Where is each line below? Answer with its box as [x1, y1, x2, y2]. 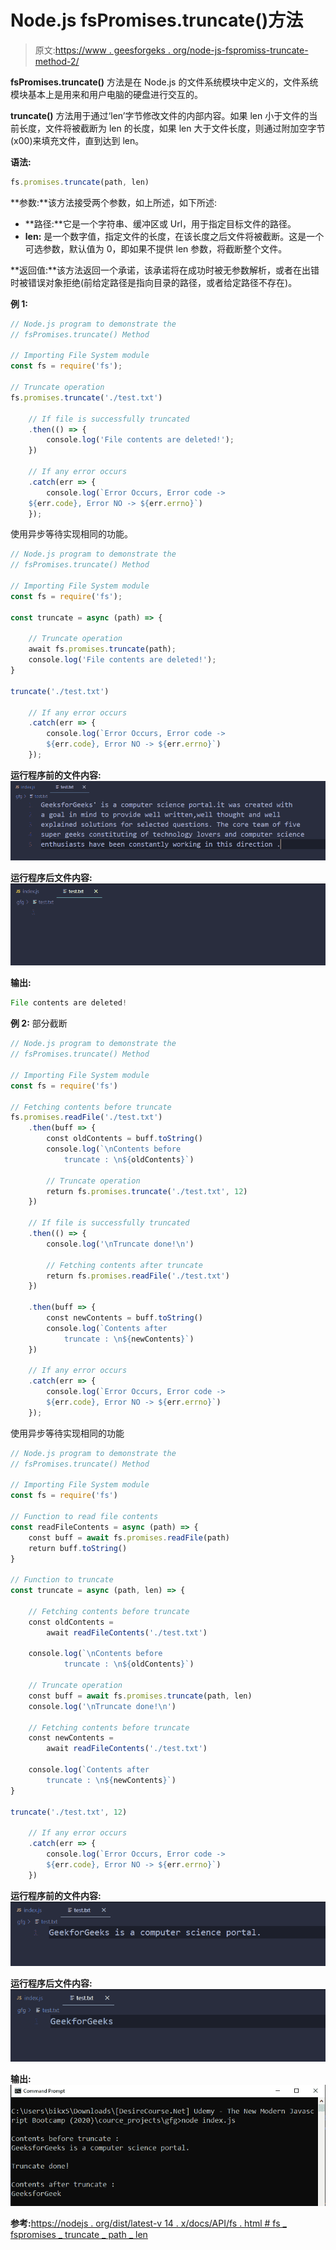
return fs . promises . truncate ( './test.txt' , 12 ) [46, 1186, 248, 1196]
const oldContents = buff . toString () [46, 1134, 203, 1144]
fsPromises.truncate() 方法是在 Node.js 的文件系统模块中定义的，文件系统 [10, 76, 319, 88]
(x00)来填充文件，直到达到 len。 [10, 134, 145, 146]
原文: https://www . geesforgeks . [34, 44, 171, 56]
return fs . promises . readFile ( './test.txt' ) [46, 1271, 230, 1281]
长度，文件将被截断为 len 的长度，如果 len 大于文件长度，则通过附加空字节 [18, 122, 326, 134]
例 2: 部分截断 [10, 1017, 68, 1030]
